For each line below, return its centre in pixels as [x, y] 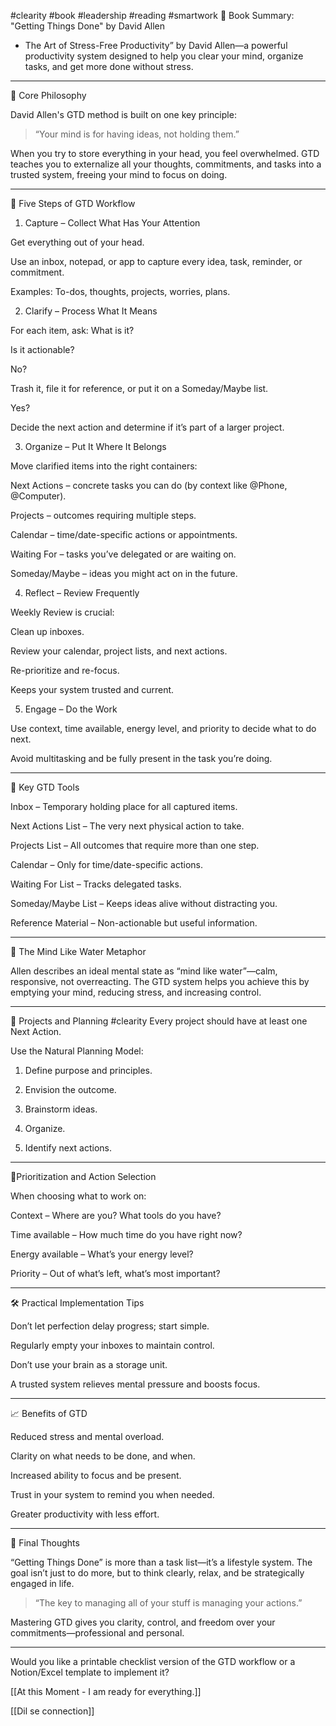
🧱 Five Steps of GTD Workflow [73, 203]
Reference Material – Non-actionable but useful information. [134, 923]
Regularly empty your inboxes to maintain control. [112, 1345]
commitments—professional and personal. [97, 1633]
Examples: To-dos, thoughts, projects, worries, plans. [120, 291]
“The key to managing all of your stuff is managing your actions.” [168, 1603]
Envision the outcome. [70, 1089]
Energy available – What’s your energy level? [102, 1254]
